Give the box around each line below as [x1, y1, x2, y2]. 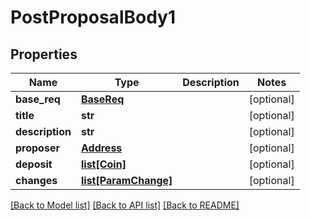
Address [80, 141, 123, 155]
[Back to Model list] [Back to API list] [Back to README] [10, 199, 240, 211]
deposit [15, 157, 53, 171]
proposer [15, 141, 60, 155]
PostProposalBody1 [10, 6, 177, 29]
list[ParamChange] [80, 174, 173, 187]
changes [15, 174, 58, 187]
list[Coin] [80, 157, 127, 171]
